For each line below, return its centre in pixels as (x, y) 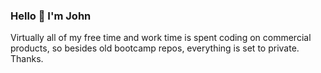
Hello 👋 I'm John (51, 16)
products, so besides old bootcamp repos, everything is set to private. (155, 48)
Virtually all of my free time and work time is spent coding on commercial (161, 38)
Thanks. (27, 59)
